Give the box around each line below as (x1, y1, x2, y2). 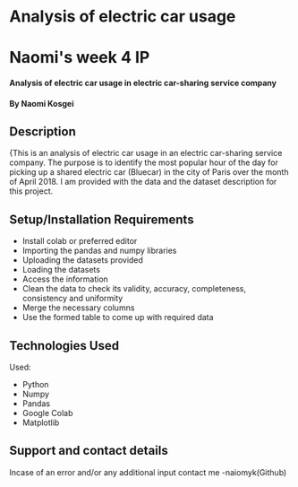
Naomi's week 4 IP (9, 48, 150, 68)
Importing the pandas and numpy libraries (21, 245, 177, 257)
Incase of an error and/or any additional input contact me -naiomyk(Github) (9, 466, 287, 477)
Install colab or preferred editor (21, 236, 138, 247)
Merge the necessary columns (21, 302, 135, 313)
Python (21, 379, 49, 389)
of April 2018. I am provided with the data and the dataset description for (9, 177, 277, 187)
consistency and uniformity (21, 293, 123, 304)
